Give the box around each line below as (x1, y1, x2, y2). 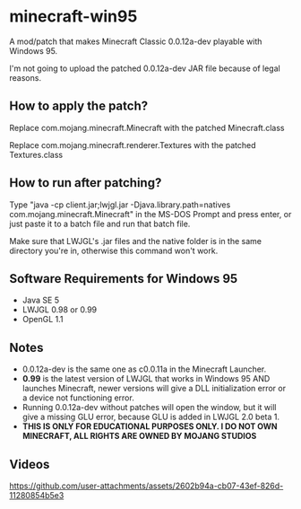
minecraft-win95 (9, 6, 138, 27)
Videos (9, 456, 50, 472)
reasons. (9, 72, 42, 83)
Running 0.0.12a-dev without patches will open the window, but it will (21, 402, 277, 413)
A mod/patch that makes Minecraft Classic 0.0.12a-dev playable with (9, 36, 262, 47)
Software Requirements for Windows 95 (9, 271, 238, 286)
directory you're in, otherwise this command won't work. (9, 245, 219, 256)
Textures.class (9, 149, 64, 160)
